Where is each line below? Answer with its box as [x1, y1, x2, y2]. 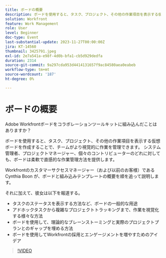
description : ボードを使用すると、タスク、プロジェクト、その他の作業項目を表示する [5, 12, 159, 17]
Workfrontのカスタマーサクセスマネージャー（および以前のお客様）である [5, 167, 155, 173]
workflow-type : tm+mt [5, 67, 50, 72]
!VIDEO [17, 248, 32, 254]
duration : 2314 [5, 58, 37, 63]
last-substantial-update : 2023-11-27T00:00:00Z [5, 40, 105, 45]
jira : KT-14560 [5, 44, 37, 49]
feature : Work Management [5, 21, 58, 26]
